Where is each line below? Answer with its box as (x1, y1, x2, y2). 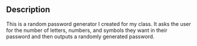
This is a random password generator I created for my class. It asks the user (6, 20, 192, 27)
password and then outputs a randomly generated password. (6, 32, 155, 40)
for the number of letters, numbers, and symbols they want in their (6, 27, 168, 34)
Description (6, 5, 50, 15)
